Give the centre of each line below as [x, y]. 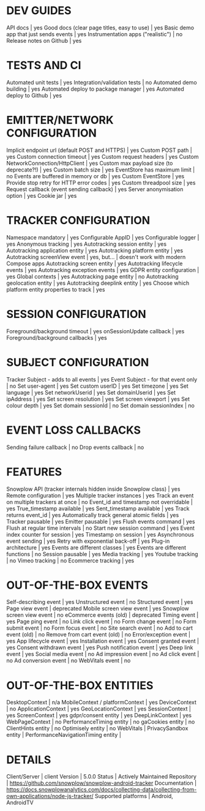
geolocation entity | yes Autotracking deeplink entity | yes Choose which [98, 283]
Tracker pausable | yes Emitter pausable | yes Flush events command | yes [101, 521]
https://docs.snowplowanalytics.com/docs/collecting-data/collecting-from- [102, 790]
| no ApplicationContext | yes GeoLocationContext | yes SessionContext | [99, 709]
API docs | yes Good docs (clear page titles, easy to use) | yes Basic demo [100, 28]
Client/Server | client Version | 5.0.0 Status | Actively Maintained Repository [102, 777]
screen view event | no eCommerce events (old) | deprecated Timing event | [102, 615]
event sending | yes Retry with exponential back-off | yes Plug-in [88, 541]
